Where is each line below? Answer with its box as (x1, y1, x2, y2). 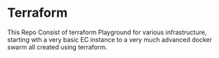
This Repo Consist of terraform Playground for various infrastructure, (7, 28, 207, 36)
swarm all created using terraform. (7, 43, 107, 51)
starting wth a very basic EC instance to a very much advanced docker (7, 35, 213, 43)
